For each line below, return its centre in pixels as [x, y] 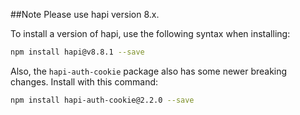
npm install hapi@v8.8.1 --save [77, 52]
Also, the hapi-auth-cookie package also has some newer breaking [149, 71]
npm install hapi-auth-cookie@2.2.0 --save [102, 100]
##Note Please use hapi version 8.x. [85, 14]
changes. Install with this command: [84, 81]
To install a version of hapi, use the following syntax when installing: [150, 33]
